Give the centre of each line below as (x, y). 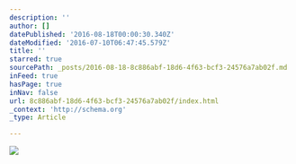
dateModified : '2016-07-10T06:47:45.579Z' (90, 43)
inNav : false (34, 92)
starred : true (36, 59)
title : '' (28, 51)
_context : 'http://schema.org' (68, 109)
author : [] (30, 26)
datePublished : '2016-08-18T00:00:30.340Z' (92, 34)
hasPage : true (36, 84)
